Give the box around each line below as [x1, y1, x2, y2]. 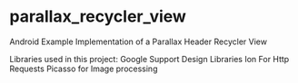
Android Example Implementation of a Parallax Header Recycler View [9, 36, 268, 47]
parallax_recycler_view [9, 6, 186, 27]
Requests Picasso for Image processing [9, 63, 158, 74]
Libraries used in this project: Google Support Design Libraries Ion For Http [9, 53, 290, 64]
